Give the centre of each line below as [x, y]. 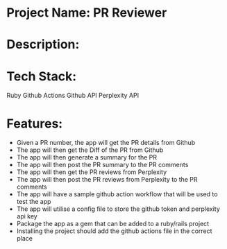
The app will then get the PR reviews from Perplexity [92, 172]
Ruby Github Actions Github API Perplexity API [73, 96]
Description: [43, 45]
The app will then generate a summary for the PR [87, 157]
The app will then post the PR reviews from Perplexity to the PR [107, 180]
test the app [34, 202]
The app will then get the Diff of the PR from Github [90, 150]
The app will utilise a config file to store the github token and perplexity [118, 209]
